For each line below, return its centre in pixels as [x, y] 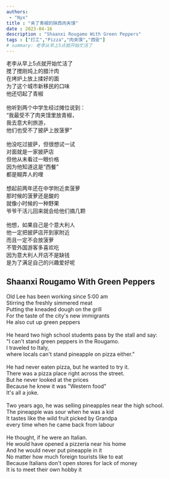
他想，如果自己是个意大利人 [41, 224]
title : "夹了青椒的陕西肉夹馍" [42, 23]
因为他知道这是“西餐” [33, 167]
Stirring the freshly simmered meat [49, 303]
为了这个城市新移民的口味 [38, 86]
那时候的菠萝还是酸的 [33, 195]
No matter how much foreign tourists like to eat [65, 457]
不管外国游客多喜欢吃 [33, 247]
